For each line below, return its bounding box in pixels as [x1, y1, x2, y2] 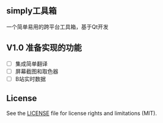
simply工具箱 [6, 5, 57, 16]
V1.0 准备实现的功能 [6, 43, 82, 53]
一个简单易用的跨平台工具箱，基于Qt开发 [6, 23, 109, 30]
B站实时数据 [15, 75, 46, 82]
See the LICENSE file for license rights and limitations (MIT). [6, 109, 158, 117]
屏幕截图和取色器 [15, 68, 59, 75]
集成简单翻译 [15, 60, 48, 67]
